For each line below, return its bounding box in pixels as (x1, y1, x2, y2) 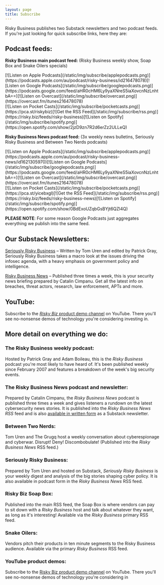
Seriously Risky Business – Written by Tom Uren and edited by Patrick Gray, (5, 248, 158, 254)
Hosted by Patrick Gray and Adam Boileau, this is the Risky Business (5, 356, 143, 362)
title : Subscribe (5, 12, 41, 17)
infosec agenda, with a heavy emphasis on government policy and (5, 258, 139, 264)
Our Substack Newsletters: (5, 235, 90, 243)
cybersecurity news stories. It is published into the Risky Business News (5, 405, 151, 411)
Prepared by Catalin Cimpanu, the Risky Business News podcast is (5, 395, 140, 401)
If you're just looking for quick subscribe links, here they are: (5, 30, 127, 36)
